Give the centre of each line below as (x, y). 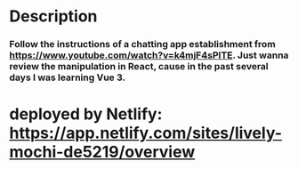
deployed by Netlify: (86, 114)
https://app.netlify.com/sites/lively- (146, 133)
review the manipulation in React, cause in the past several (139, 67)
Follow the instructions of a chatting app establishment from (142, 44)
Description (53, 16)
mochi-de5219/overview (102, 152)
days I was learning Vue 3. (68, 77)
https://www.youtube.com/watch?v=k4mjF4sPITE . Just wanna (149, 55)
